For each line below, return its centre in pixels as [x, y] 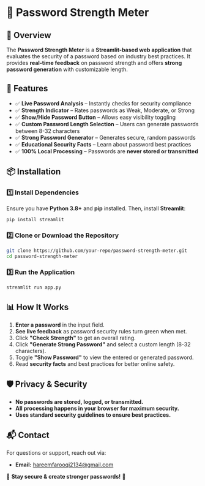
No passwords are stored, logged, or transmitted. [79, 402]
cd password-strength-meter [42, 256]
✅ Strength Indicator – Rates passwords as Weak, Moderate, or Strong [105, 110]
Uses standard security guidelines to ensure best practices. [93, 415]
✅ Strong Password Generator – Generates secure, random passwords [105, 137]
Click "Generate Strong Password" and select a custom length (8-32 [103, 344]
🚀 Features [27, 89]
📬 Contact [28, 435]
